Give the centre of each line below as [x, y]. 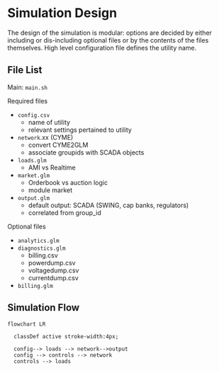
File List [25, 70]
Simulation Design [62, 13]
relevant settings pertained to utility [80, 130]
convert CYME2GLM [58, 145]
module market [50, 190]
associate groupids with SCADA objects [86, 152]
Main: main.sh [28, 87]
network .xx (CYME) [45, 137]
